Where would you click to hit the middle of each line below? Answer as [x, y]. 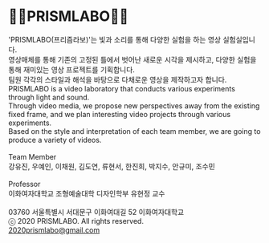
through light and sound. [49, 97]
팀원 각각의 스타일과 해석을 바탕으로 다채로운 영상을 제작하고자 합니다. [118, 79]
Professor [24, 184]
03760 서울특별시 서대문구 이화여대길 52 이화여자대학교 [96, 212]
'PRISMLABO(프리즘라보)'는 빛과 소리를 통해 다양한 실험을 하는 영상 [115, 39]
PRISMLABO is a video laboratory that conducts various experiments [122, 88]
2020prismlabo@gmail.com [54, 230]
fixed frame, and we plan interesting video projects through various [120, 114]
